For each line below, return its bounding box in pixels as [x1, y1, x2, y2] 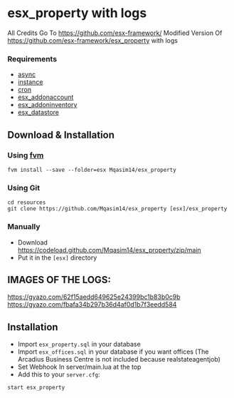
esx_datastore [17, 108, 59, 117]
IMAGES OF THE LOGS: [7, 273, 112, 286]
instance [17, 78, 43, 86]
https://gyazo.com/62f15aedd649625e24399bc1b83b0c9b [7, 292, 181, 301]
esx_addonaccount [17, 93, 74, 101]
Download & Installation [7, 128, 115, 141]
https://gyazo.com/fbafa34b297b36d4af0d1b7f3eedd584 [7, 300, 177, 309]
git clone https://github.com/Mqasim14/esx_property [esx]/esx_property [7, 205, 228, 213]
